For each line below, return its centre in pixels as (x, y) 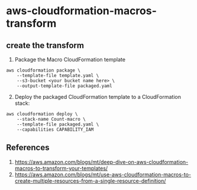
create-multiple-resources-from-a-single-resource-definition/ (90, 181)
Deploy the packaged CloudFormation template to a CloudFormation (98, 97)
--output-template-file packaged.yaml (64, 86)
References (28, 148)
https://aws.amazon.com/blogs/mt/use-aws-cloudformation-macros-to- (103, 174)
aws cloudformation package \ (43, 70)
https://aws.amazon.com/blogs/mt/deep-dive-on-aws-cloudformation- (101, 162)
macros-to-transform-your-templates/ (61, 168)
